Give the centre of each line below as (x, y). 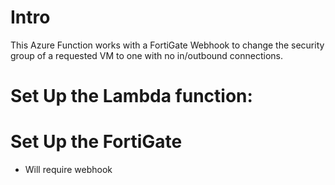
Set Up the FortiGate (96, 142)
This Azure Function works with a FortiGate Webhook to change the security (167, 45)
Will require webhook (68, 170)
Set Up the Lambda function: (131, 96)
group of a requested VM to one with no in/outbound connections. (147, 55)
